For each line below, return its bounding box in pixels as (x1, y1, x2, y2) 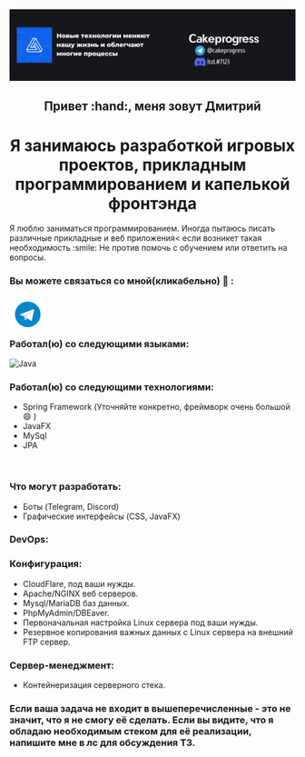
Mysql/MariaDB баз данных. (22, 597, 130, 608)
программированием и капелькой (15, 174, 290, 194)
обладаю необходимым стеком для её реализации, (9, 724, 252, 737)
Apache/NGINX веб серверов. (22, 588, 139, 599)
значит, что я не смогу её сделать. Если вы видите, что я (9, 713, 274, 726)
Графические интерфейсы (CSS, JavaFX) (22, 511, 182, 522)
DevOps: (9, 533, 49, 546)
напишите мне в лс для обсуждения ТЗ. (9, 736, 196, 749)
